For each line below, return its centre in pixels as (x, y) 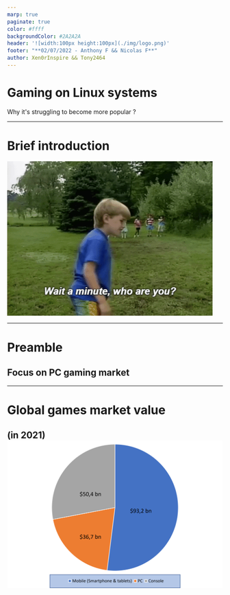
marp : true (23, 14)
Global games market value (86, 410)
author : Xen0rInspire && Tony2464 (56, 58)
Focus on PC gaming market (68, 373)
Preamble (35, 347)
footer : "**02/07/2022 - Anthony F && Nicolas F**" (82, 51)
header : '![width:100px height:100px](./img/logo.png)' (88, 44)
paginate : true (29, 22)
